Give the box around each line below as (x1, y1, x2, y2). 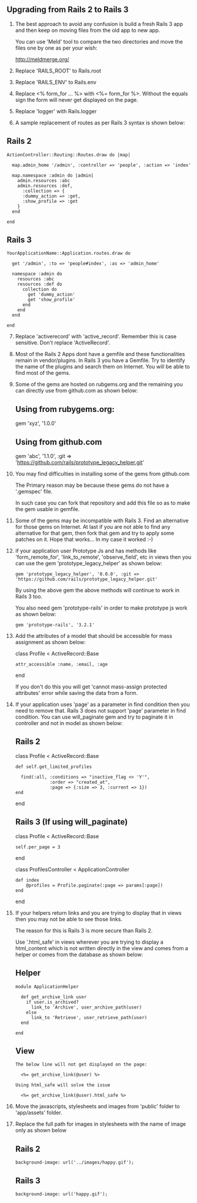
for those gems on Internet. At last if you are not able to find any (15, 523, 171, 530)
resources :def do (17, 281, 62, 288)
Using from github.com (15, 437, 102, 447)
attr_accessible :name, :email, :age (15, 661, 108, 668)
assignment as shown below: (15, 639, 86, 646)
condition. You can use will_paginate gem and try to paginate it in (15, 713, 173, 721)
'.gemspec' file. (15, 488, 53, 495)
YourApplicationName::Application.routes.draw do (6, 251, 131, 256)
